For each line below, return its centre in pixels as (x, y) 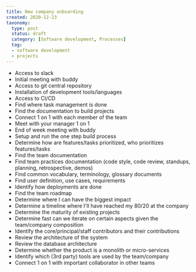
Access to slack (34, 73)
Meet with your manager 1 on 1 (52, 123)
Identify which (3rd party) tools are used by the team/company (92, 256)
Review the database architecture (56, 243)
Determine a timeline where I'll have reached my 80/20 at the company (102, 205)
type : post (25, 28)
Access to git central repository (53, 85)
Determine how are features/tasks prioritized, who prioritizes (89, 142)
